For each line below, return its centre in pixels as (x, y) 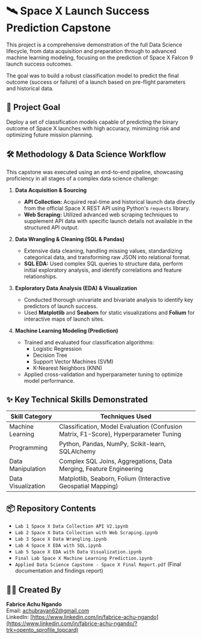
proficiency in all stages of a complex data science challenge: (83, 178)
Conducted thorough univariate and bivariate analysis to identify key (109, 300)
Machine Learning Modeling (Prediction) (66, 330)
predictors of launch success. (61, 306)
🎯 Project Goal (33, 108)
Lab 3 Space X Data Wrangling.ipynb (61, 540)
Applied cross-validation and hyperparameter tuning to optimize (103, 374)
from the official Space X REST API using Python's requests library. (107, 208)
